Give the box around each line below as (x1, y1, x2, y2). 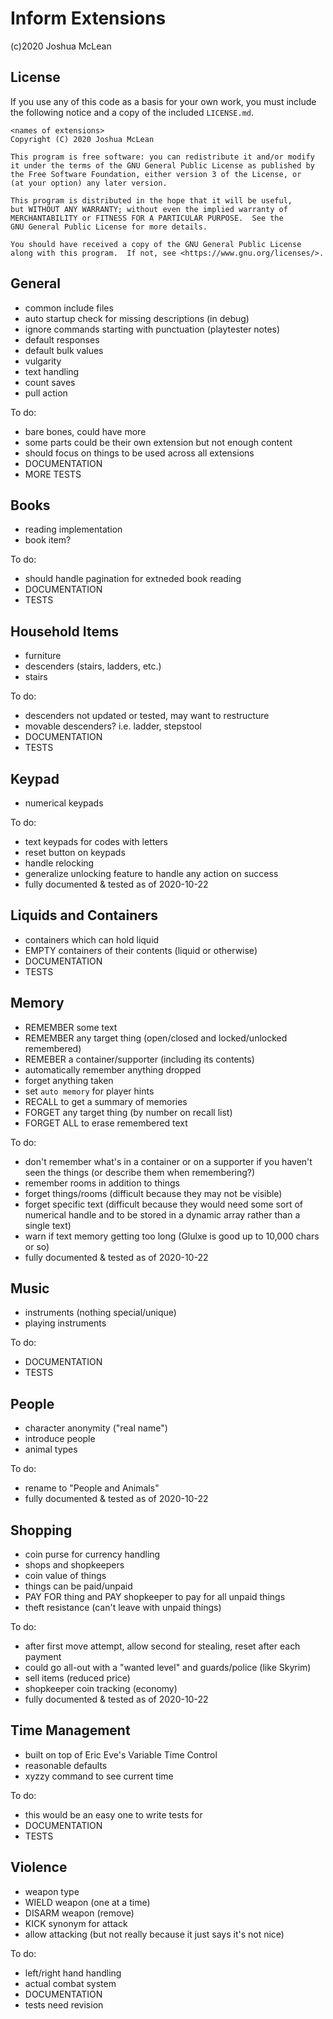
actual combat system (24, 1977, 117, 1989)
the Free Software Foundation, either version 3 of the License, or (10, 169, 302, 179)
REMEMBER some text (24, 1021, 118, 1033)
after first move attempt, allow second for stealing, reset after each (24, 1640, 301, 1652)
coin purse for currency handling (24, 1548, 161, 1561)
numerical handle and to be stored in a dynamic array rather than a (24, 1208, 301, 1221)
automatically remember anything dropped (24, 1063, 202, 1076)
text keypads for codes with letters (24, 836, 168, 847)
